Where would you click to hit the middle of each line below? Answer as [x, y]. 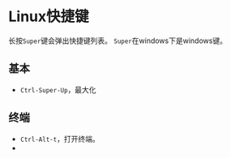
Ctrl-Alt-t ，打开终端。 [60, 139]
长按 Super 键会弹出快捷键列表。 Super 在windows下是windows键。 [118, 41]
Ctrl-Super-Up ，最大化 [58, 89]
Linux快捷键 [49, 17]
